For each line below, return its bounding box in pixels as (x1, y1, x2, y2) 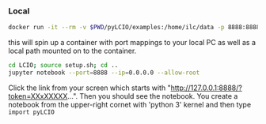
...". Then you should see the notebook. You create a (66, 91, 238, 100)
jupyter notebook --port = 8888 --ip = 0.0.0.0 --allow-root (8, 69, 200, 77)
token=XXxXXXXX (8, 91, 68, 100)
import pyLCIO (8, 108, 55, 116)
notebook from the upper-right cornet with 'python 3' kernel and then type (8, 100, 252, 109)
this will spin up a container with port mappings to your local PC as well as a (8, 38, 256, 47)
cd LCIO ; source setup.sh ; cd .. (8, 62, 119, 70)
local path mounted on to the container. (8, 46, 137, 56)
